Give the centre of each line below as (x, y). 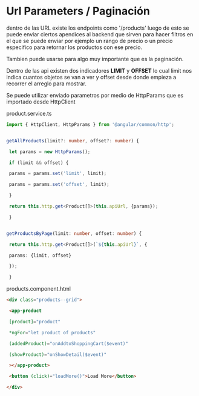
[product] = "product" (35, 322)
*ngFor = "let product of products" (52, 332)
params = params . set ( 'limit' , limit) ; (58, 174)
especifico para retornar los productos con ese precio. (74, 47)
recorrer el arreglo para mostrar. (46, 84)
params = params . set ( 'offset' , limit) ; (59, 185)
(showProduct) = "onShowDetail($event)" (58, 355)
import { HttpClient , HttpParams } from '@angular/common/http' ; (90, 124)
